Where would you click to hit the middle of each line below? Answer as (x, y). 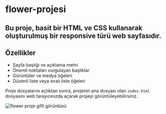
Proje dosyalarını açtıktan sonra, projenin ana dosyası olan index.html (78, 91)
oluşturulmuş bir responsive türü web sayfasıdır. (83, 36)
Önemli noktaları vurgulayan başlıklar (51, 70)
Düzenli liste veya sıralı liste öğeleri (49, 81)
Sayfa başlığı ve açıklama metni (45, 65)
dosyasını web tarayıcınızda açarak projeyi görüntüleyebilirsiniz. (71, 96)
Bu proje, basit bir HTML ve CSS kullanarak (74, 28)
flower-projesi (36, 9)
